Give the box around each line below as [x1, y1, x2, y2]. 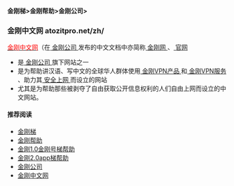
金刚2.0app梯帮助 [17, 154, 69, 162]
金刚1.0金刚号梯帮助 [17, 145, 76, 154]
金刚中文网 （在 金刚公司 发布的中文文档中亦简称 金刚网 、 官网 [7, 43, 188, 51]
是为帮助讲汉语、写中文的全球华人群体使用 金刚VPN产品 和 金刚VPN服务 [17, 67, 226, 75]
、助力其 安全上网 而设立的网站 [17, 75, 107, 84]
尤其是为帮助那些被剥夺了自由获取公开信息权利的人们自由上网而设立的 [17, 84, 221, 93]
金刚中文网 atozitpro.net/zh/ [7, 25, 104, 35]
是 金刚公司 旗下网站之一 [17, 58, 89, 66]
